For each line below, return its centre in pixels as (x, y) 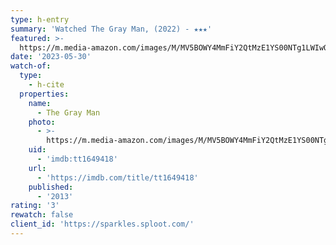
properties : (44, 94)
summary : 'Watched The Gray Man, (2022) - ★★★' (111, 29)
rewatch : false (42, 215)
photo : (42, 122)
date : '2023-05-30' (51, 57)
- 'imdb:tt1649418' (77, 159)
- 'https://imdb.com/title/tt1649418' (117, 177)
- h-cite (46, 85)
